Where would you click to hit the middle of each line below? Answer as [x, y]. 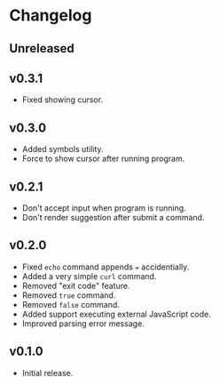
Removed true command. [69, 295]
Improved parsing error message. [83, 323]
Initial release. [47, 373]
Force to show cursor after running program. [103, 159]
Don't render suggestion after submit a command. [113, 218]
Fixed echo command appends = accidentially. [106, 267]
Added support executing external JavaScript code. [116, 314]
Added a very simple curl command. [89, 276]
